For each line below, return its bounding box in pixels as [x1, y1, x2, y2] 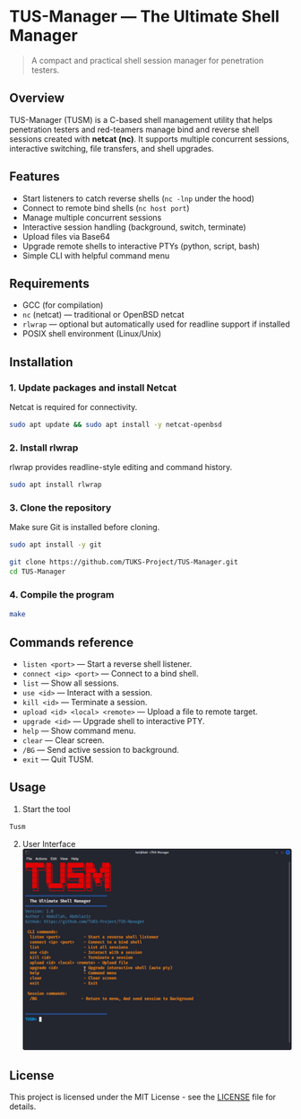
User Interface [21, 838, 76, 849]
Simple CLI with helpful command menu [21, 249, 170, 261]
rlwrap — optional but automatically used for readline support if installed [21, 319, 290, 329]
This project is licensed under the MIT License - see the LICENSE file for [9, 1092, 276, 1103]
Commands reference [9, 634, 134, 650]
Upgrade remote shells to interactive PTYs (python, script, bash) [21, 240, 261, 251]
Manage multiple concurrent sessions [21, 212, 162, 223]
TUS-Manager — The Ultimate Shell [9, 6, 280, 27]
